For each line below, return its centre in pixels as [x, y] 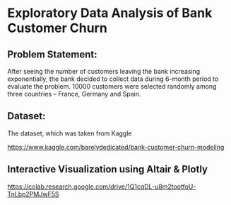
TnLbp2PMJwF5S [33, 194]
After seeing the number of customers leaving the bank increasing [104, 71]
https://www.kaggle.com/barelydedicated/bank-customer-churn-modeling [116, 147]
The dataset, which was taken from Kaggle [70, 133]
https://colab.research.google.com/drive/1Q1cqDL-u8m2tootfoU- [102, 187]
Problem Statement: [52, 54]
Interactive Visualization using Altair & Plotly [108, 169]
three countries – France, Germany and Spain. [74, 94]
